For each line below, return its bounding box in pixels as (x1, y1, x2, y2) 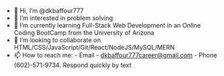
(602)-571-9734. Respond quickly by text (13, 61, 132, 69)
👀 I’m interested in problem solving (13, 14, 113, 22)
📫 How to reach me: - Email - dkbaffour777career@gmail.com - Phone (13, 51, 217, 59)
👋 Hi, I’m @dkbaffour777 (13, 7, 85, 15)
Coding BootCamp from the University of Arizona (13, 28, 155, 37)
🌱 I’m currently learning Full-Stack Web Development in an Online (13, 21, 201, 29)
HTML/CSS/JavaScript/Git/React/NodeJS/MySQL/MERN (13, 44, 175, 51)
